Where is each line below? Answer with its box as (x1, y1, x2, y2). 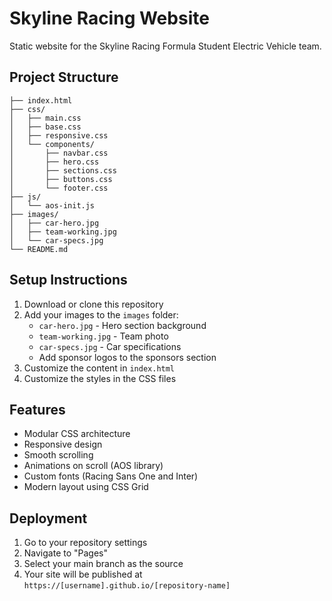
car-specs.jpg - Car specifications (38, 340, 182, 352)
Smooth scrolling (23, 449, 94, 461)
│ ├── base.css (9, 122, 82, 132)
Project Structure (9, 69, 119, 86)
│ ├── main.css (9, 113, 82, 123)
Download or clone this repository (23, 298, 164, 310)
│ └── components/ (9, 139, 96, 149)
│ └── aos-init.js (9, 200, 96, 211)
